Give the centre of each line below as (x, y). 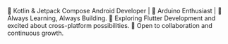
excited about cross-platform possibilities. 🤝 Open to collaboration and (110, 25)
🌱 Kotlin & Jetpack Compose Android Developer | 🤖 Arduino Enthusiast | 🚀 (115, 11)
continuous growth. (36, 33)
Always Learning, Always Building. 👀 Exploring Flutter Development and (112, 18)
